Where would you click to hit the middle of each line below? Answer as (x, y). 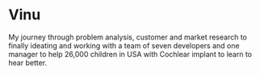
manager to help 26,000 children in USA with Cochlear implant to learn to (130, 54)
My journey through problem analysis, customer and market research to (128, 37)
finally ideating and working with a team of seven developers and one (124, 45)
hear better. (27, 63)
